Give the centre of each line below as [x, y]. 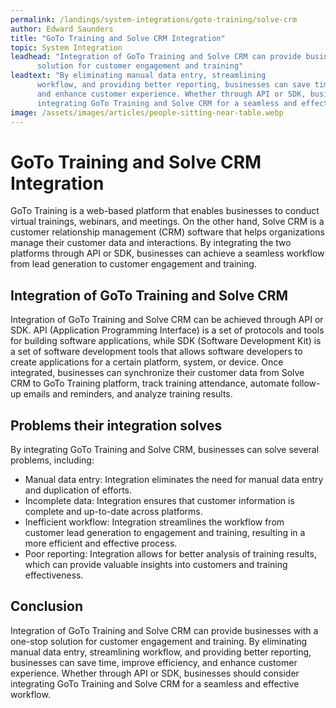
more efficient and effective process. [101, 543]
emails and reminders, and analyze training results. [128, 394]
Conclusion [47, 606]
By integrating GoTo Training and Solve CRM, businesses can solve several [165, 449]
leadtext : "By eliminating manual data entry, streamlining [138, 76]
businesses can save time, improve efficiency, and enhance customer [154, 662]
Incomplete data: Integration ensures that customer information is [159, 500]
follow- [306, 383]
